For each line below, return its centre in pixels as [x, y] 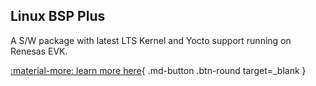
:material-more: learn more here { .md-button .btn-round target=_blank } [158, 70]
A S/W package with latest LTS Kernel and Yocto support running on [151, 40]
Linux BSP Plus [58, 16]
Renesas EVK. [39, 51]
